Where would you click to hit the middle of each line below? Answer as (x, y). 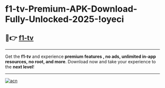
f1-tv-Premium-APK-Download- (71, 9)
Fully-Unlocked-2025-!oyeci (65, 19)
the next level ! (20, 67)
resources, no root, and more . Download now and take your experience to (81, 62)
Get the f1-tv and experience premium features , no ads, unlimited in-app (81, 56)
